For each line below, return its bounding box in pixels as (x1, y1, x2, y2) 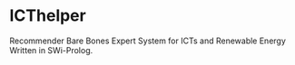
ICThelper (9, 5, 86, 26)
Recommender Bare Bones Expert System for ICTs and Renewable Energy (9, 35, 286, 46)
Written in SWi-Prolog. (9, 44, 93, 55)
